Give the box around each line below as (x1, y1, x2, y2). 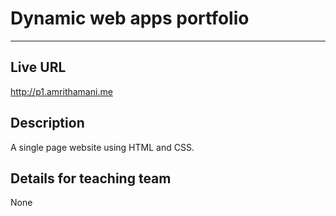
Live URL (10, 59, 67, 76)
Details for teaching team (10, 170, 172, 187)
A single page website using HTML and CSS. (10, 141, 195, 153)
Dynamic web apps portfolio (10, 7, 250, 30)
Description (10, 115, 85, 132)
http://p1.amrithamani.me (10, 85, 113, 97)
